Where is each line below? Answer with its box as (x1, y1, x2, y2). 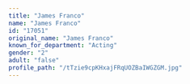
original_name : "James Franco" (8, 34, 114, 42)
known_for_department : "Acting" (8, 42, 117, 50)
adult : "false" (8, 57, 60, 65)
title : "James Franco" (8, 11, 85, 20)
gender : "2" (8, 49, 49, 57)
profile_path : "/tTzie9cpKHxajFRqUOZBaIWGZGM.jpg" (8, 64, 183, 72)
